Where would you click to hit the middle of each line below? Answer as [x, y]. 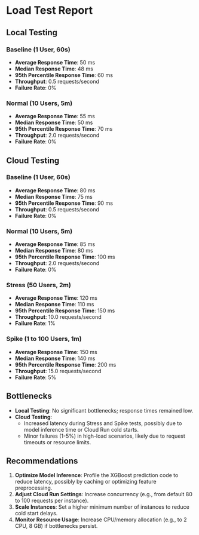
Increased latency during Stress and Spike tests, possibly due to [103, 423]
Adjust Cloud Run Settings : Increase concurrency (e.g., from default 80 [104, 494]
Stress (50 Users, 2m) [39, 285]
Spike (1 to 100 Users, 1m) [44, 339]
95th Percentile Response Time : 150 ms [65, 310]
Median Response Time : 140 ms [55, 358]
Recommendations [42, 461]
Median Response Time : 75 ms [53, 196]
